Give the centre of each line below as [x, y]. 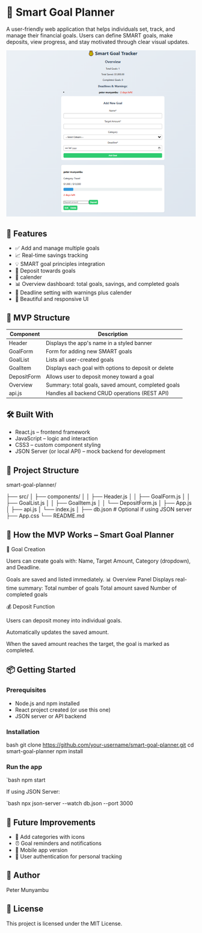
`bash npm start [26, 780]
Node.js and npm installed [47, 703]
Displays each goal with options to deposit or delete [110, 368]
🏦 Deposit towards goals [45, 270]
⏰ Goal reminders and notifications [58, 843]
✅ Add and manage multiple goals [57, 248]
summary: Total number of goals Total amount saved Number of [98, 588]
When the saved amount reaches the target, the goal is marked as [88, 644]
